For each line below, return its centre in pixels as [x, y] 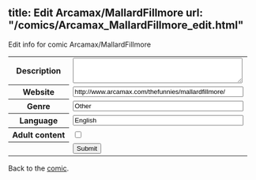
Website [39, 92]
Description [39, 71]
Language [38, 121]
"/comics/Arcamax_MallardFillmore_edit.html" [126, 26]
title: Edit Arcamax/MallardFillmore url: [106, 13]
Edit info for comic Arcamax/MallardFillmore [80, 44]
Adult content [39, 135]
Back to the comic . [39, 168]
